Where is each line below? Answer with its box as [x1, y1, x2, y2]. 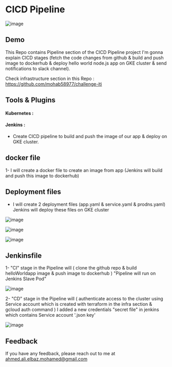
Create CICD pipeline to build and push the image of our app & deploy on [12, 133, 167, 139]
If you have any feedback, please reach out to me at [5, 351, 116, 357]
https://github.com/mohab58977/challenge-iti [5, 81, 102, 87]
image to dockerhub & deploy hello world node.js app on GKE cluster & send [5, 60, 167, 66]
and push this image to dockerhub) [5, 172, 80, 179]
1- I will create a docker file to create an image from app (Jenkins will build [5, 167, 163, 173]
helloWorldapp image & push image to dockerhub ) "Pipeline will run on [5, 271, 156, 277]
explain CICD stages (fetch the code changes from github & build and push [5, 54, 164, 61]
